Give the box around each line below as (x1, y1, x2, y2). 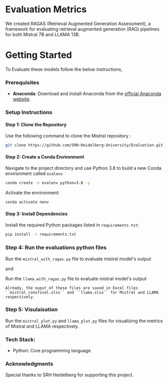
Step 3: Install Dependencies (5, 211, 68, 217)
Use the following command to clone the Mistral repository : (5, 133, 131, 139)
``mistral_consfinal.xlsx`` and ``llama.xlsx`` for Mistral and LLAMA (5, 290, 159, 295)
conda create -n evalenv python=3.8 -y (5, 181, 90, 186)
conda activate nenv (5, 199, 50, 205)
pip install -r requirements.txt (5, 232, 77, 237)
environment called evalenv (5, 170, 63, 177)
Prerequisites (5, 79, 39, 86)
